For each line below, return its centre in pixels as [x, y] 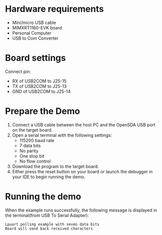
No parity [29, 151]
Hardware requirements [55, 9]
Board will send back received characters [49, 229]
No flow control [35, 161]
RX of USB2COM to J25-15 [39, 81]
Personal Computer [32, 33]
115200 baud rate [37, 140]
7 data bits [30, 145]
